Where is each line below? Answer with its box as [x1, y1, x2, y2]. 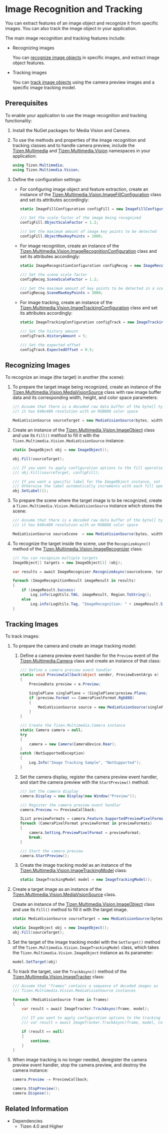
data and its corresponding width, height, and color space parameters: [12, 394, 158, 401]
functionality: [5, 118, 32, 124]
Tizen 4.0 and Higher [19, 1123, 63, 1129]
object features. [12, 60, 45, 66]
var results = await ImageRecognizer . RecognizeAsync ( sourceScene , [12, 569, 154, 574]
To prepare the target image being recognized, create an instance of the [12, 384, 161, 390]
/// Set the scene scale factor [19, 272, 87, 277]
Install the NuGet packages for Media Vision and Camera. [12, 127, 131, 133]
